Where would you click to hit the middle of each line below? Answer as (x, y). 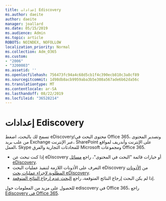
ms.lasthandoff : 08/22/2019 (34, 93)
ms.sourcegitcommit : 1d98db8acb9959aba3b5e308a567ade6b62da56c (72, 79)
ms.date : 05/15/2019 (27, 28)
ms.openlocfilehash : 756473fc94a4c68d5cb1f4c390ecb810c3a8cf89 (72, 75)
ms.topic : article (24, 38)
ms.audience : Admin (25, 33)
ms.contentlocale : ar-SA (31, 89)
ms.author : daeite (24, 14)
